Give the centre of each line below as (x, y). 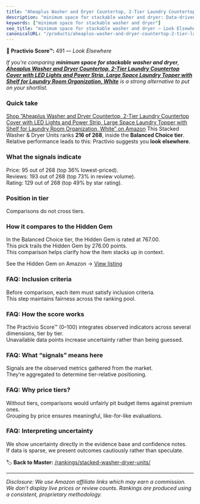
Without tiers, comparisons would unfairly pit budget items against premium (99, 403)
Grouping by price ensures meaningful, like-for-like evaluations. (84, 416)
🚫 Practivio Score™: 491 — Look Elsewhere (59, 51)
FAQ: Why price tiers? (38, 390)
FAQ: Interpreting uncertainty (50, 431)
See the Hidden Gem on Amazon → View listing (64, 264)
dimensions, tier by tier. (35, 333)
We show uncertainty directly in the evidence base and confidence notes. (96, 444)
